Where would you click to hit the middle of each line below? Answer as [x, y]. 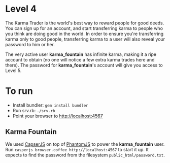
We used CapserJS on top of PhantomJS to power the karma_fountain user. [85, 144]
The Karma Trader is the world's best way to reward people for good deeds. [85, 23]
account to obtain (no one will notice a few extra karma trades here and [80, 59]
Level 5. [13, 70]
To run [19, 91]
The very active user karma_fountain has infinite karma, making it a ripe [81, 54]
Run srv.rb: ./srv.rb [34, 110]
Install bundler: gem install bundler [50, 105]
